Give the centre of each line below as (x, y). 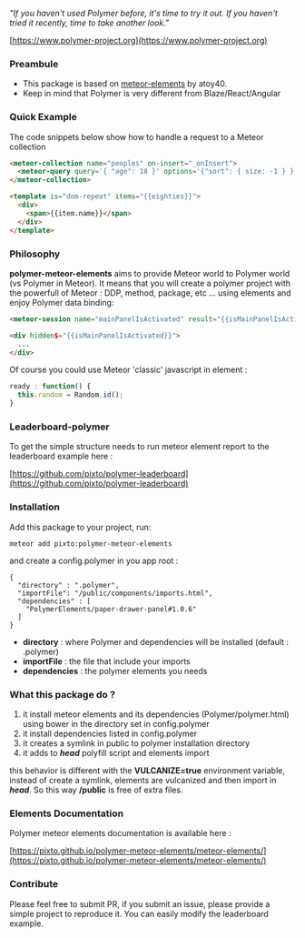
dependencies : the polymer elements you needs (115, 671)
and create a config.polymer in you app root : (94, 560)
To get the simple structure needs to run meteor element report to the (139, 447)
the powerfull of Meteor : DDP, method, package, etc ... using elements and (151, 292)
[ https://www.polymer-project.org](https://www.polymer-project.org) (138, 40)
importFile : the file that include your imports (106, 661)
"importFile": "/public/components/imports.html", (115, 593)
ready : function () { (50, 387)
